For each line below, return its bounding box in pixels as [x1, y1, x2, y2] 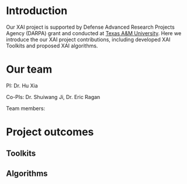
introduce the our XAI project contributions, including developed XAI [6, 36, 171, 43]
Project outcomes [6, 125, 94, 139]
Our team [6, 63, 53, 76]
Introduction [6, 4, 68, 18]
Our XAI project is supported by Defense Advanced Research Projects [6, 23, 175, 30]
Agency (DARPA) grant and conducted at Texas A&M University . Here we [6, 29, 182, 36]
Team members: [6, 104, 46, 112]
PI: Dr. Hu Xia [6, 82, 38, 89]
